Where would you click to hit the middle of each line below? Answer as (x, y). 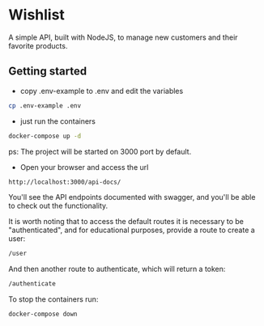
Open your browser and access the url (84, 167)
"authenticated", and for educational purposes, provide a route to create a (132, 230)
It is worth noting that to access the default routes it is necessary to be (126, 222)
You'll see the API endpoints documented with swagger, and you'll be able (132, 197)
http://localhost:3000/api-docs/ (65, 182)
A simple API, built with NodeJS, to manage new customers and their (123, 37)
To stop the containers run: (53, 299)
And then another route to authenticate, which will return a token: (117, 269)
